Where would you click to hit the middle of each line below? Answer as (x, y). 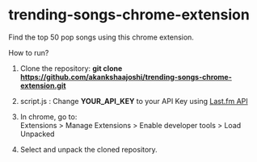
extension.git (43, 85)
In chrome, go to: (48, 116)
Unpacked (37, 134)
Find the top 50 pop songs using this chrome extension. (101, 37)
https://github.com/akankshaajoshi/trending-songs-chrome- (126, 77)
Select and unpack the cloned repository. (88, 149)
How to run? (29, 52)
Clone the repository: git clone (71, 68)
